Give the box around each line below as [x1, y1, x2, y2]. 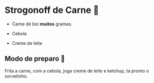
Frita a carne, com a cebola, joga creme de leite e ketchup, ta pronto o [4, 68, 149, 74]
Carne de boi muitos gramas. [11, 21, 73, 27]
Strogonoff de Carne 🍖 [4, 4, 99, 16]
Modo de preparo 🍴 [4, 55, 65, 63]
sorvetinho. [4, 73, 28, 79]
